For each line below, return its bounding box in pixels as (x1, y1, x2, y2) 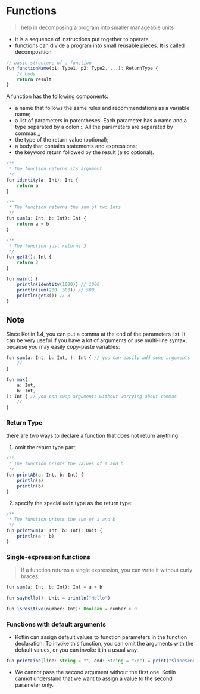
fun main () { (6, 276, 39, 282)
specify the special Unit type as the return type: (14, 499, 133, 506)
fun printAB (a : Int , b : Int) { (6, 472, 84, 478)
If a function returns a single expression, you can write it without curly (20, 566, 193, 574)
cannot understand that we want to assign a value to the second (14, 675, 173, 682)
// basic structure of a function (6, 60, 92, 66)
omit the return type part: (14, 444, 77, 451)
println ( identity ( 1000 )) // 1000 (17, 281, 100, 287)
